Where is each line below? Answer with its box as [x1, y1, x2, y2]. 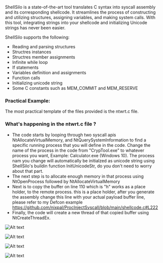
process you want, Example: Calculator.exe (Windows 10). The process [12, 152, 155, 158]
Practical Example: [5, 97, 50, 104]
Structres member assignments [12, 54, 75, 60]
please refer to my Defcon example [12, 199, 83, 205]
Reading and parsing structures [12, 44, 75, 49]
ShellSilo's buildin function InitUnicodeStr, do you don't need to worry [12, 163, 152, 169]
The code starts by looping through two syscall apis [12, 132, 116, 138]
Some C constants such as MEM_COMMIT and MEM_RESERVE [12, 85, 138, 91]
